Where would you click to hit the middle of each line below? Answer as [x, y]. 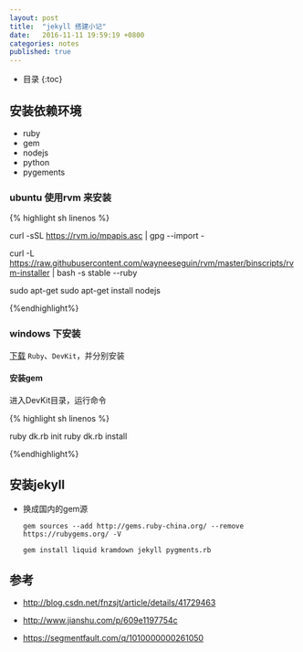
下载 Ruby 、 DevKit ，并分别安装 [67, 355]
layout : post [34, 18]
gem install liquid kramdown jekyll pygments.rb [117, 550]
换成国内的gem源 [55, 508]
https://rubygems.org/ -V [72, 534]
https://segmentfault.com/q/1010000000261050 [113, 638]
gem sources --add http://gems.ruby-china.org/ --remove [133, 526]
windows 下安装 [45, 334]
